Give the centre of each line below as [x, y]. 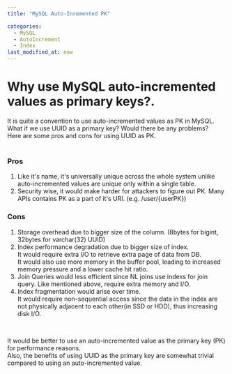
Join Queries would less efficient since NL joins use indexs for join [112, 276]
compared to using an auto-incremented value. [75, 363]
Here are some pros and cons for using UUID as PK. [82, 135]
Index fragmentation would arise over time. [79, 291]
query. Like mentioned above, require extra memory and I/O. [104, 284]
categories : [24, 26]
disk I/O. [29, 313]
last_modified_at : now [40, 52]
